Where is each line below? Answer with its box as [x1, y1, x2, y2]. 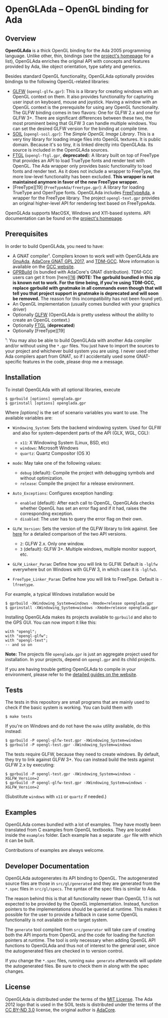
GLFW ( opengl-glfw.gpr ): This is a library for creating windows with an [12, 88, 159, 94]
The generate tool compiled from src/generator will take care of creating [5, 927, 155, 933]
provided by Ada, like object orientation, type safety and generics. [5, 64, 142, 69]
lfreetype [12, 582, 34, 587]
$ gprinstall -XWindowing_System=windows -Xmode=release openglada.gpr [5, 605, 158, 610]
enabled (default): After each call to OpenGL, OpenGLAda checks [20, 499, 154, 505]
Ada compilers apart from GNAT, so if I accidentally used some [5, 353, 135, 359]
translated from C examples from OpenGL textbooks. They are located [5, 827, 150, 833]
